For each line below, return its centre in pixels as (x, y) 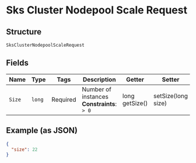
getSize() (135, 103)
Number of (97, 89)
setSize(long (171, 96)
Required (64, 99)
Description (99, 79)
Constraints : (99, 104)
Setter (171, 79)
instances (95, 96)
